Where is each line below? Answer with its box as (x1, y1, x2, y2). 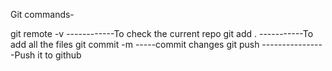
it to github (37, 49, 82, 61)
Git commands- (10, 9, 75, 20)
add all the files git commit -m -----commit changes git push (10, 39, 260, 50)
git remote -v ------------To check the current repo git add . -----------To (10, 28, 314, 39)
